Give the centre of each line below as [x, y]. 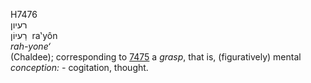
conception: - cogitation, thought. [79, 67]
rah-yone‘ [31, 46]
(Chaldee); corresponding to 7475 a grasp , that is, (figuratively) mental [156, 57]
